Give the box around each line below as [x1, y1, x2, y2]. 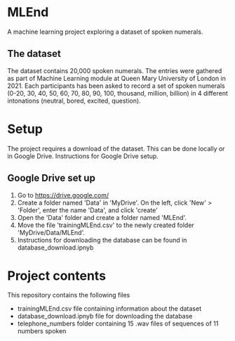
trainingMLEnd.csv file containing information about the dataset [17, 304, 202, 313]
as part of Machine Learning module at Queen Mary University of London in [7, 74, 227, 82]
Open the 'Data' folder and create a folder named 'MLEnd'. [17, 213, 187, 221]
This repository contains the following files [7, 291, 130, 300]
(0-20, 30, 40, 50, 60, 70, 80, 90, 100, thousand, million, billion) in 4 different [7, 89, 228, 97]
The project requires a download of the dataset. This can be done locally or [7, 144, 225, 153]
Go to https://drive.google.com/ [17, 191, 109, 199]
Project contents [7, 268, 107, 283]
